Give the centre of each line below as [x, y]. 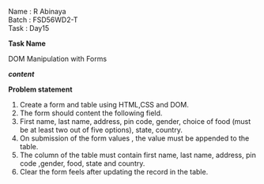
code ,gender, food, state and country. [82, 163]
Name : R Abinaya [37, 11]
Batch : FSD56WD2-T [43, 20]
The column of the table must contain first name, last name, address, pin [138, 155]
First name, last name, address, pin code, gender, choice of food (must [135, 121]
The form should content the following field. [91, 113]
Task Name [27, 43]
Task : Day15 [29, 28]
